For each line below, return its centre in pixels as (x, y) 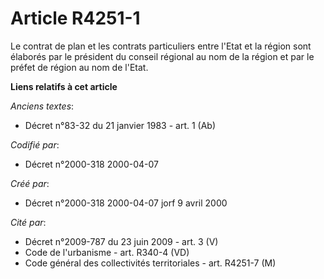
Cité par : (28, 222)
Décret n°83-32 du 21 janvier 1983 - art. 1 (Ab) (120, 125)
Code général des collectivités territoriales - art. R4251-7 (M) (150, 263)
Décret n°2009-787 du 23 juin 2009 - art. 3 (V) (121, 241)
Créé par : (30, 183)
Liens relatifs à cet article (64, 86)
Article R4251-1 (75, 18)
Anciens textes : (42, 106)
